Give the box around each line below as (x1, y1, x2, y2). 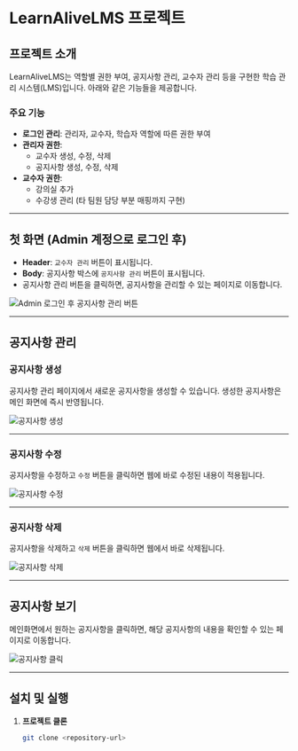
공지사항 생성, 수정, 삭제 (35, 161, 119, 173)
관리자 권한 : (21, 139, 63, 151)
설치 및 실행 (9, 691, 69, 706)
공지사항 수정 (9, 448, 62, 460)
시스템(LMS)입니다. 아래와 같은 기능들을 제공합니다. (18, 82, 197, 93)
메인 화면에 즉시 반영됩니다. (9, 396, 105, 407)
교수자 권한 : (21, 173, 63, 184)
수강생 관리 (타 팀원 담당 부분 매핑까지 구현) (35, 195, 186, 206)
